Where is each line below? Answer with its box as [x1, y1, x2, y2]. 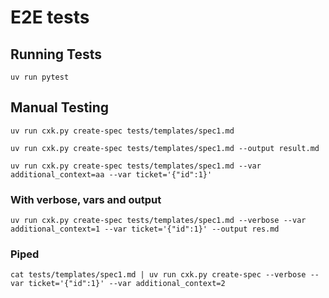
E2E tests [10, 6, 90, 29]
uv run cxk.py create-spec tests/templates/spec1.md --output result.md [10, 143, 320, 153]
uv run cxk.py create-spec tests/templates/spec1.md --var [10, 161, 262, 171]
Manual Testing [10, 99, 110, 116]
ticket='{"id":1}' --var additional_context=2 [28, 279, 226, 289]
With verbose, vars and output [10, 192, 162, 206]
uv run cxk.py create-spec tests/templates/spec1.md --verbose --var [10, 216, 307, 226]
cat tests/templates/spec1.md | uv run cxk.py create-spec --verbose [10, 270, 307, 280]
